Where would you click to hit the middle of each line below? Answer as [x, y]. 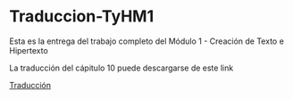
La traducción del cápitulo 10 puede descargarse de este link [121, 68]
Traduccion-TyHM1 [82, 16]
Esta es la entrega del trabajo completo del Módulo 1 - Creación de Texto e [146, 41]
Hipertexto [29, 50]
